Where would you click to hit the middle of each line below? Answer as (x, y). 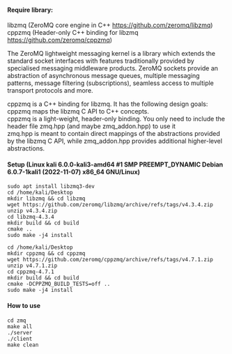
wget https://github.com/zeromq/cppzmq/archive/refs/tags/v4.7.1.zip (110, 260)
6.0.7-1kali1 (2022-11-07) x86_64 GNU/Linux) (74, 171)
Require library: (30, 10)
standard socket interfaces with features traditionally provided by (101, 61)
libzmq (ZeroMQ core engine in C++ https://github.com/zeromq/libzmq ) (110, 25)
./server (20, 332)
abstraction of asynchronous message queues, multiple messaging (103, 76)
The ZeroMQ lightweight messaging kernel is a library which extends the (111, 54)
